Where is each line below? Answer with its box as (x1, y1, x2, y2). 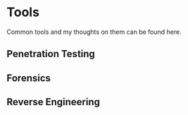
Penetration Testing (6, 48, 96, 60)
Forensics (6, 72, 51, 84)
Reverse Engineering (6, 96, 100, 108)
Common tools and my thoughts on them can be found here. (6, 28, 182, 36)
